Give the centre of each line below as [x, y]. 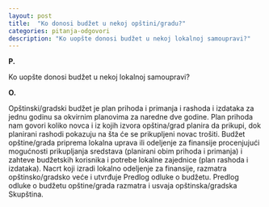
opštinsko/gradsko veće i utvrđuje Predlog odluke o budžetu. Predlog [124, 177]
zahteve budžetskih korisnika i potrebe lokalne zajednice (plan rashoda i [128, 160]
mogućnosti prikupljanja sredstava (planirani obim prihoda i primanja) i [126, 151]
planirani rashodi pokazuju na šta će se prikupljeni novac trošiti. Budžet [127, 134]
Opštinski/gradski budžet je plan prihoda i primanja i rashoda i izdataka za [131, 108]
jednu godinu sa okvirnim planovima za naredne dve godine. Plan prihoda [130, 117]
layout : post [30, 16]
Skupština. [26, 194]
